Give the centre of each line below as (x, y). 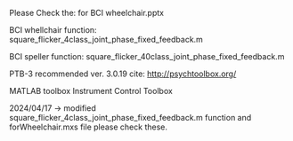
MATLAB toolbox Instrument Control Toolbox (91, 91)
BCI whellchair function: (53, 30)
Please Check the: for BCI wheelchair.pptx (87, 13)
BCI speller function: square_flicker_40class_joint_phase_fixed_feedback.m (147, 56)
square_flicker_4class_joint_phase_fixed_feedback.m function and (130, 117)
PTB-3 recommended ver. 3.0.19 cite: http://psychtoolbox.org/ (123, 74)
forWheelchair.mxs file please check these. (88, 127)
